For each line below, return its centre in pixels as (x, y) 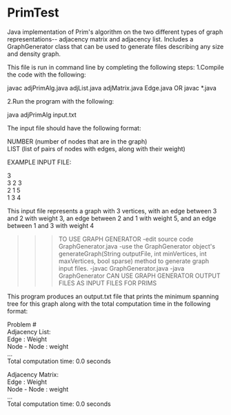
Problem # (22, 324)
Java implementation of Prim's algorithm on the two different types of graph (115, 32)
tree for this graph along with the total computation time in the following (109, 303)
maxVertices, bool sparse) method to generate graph (133, 261)
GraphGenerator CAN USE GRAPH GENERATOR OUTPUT (139, 276)
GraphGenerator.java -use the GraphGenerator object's (137, 246)
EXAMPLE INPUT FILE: (39, 162)
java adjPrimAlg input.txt (42, 115)
